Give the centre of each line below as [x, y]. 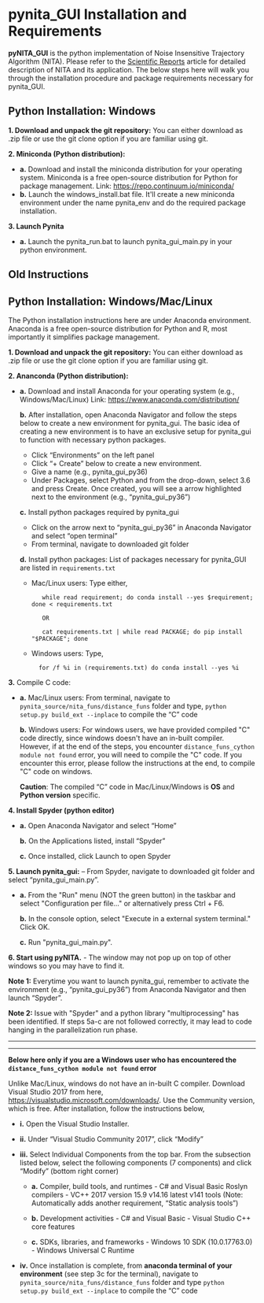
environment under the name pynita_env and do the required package [132, 202]
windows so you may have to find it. [66, 965]
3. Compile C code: [40, 682]
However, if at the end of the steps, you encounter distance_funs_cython [137, 746]
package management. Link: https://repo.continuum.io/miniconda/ [126, 186]
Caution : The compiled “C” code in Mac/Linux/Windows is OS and [127, 787]
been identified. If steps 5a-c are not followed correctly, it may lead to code [130, 1021]
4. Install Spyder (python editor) [62, 810]
